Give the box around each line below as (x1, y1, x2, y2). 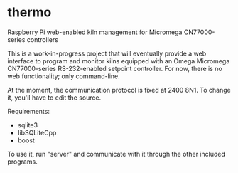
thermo (7, 4, 52, 21)
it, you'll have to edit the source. (7, 93, 102, 102)
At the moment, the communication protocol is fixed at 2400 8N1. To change (7, 85, 231, 94)
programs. (7, 157, 38, 166)
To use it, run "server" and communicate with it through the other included (7, 150, 225, 158)
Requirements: (7, 107, 50, 115)
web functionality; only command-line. (7, 72, 121, 80)
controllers (26, 35, 59, 43)
